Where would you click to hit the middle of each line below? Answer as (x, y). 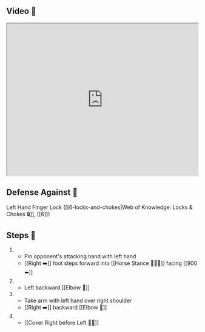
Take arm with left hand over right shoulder (78, 301)
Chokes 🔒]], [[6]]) (28, 214)
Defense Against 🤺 (42, 192)
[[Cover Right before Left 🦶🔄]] (61, 323)
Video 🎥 (21, 11)
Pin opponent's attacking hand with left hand (80, 256)
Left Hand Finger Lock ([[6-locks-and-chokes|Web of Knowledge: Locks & (99, 207)
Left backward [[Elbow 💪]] (57, 288)
